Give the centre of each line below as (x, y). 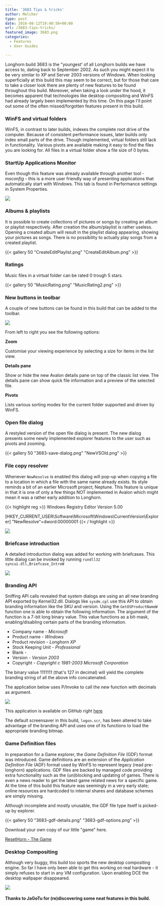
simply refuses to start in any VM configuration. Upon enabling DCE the (77, 873)
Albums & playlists (28, 211)
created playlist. (21, 243)
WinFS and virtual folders (36, 119)
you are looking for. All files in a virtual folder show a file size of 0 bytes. (77, 150)
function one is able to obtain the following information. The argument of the (82, 612)
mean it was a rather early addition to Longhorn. (53, 497)
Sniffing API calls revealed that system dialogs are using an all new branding (82, 596)
